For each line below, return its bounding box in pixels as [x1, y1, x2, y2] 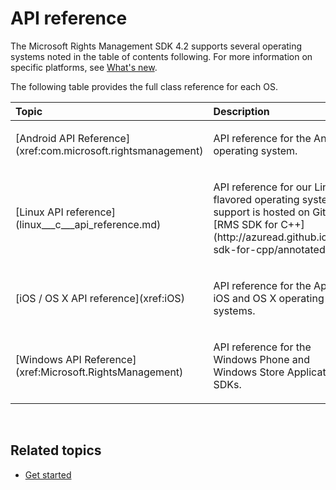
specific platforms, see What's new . [10, 61, 158, 73]
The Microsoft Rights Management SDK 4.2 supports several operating [10, 40, 303, 52]
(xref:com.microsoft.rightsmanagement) [15, 143, 204, 157]
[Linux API [15, 205, 64, 219]
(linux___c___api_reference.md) [15, 217, 162, 231]
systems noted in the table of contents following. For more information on [10, 50, 313, 62]
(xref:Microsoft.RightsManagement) [15, 365, 184, 379]
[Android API [15, 131, 76, 145]
